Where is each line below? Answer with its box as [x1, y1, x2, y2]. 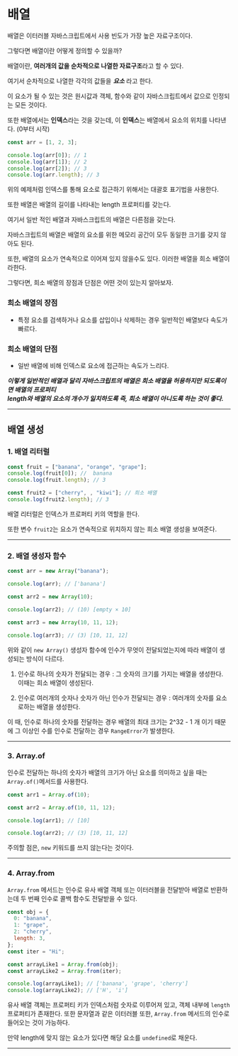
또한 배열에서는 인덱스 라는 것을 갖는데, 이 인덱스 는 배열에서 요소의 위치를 [7, 115, 208, 124]
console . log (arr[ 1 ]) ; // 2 [7, 158, 87, 166]
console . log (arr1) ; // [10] [7, 817, 91, 824]
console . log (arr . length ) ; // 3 [7, 171, 100, 178]
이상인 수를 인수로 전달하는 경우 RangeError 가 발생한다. [22, 726, 175, 735]
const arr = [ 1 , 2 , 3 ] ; [7, 139, 78, 146]
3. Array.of [7, 751, 45, 761]
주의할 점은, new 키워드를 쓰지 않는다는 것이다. [7, 844, 135, 852]
